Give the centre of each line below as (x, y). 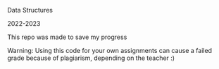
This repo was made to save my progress (67, 37)
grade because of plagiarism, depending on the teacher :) (91, 58)
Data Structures (30, 10)
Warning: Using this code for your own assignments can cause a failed (110, 51)
